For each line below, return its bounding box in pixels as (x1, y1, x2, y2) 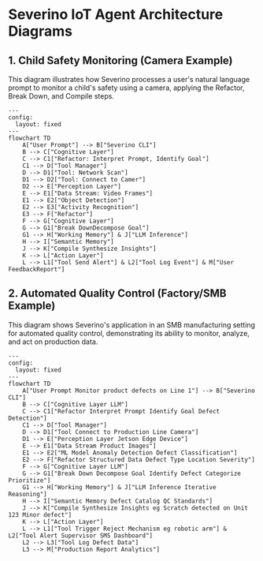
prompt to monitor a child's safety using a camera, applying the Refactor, (8, 83, 246, 92)
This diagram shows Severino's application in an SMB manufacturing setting (8, 320, 256, 329)
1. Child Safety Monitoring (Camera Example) (8, 54, 234, 67)
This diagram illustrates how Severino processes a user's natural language (8, 75, 250, 84)
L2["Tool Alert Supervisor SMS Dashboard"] (8, 531, 154, 540)
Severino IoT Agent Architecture (8, 6, 224, 24)
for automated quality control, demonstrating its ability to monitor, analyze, (8, 328, 250, 338)
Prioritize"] (8, 476, 51, 484)
